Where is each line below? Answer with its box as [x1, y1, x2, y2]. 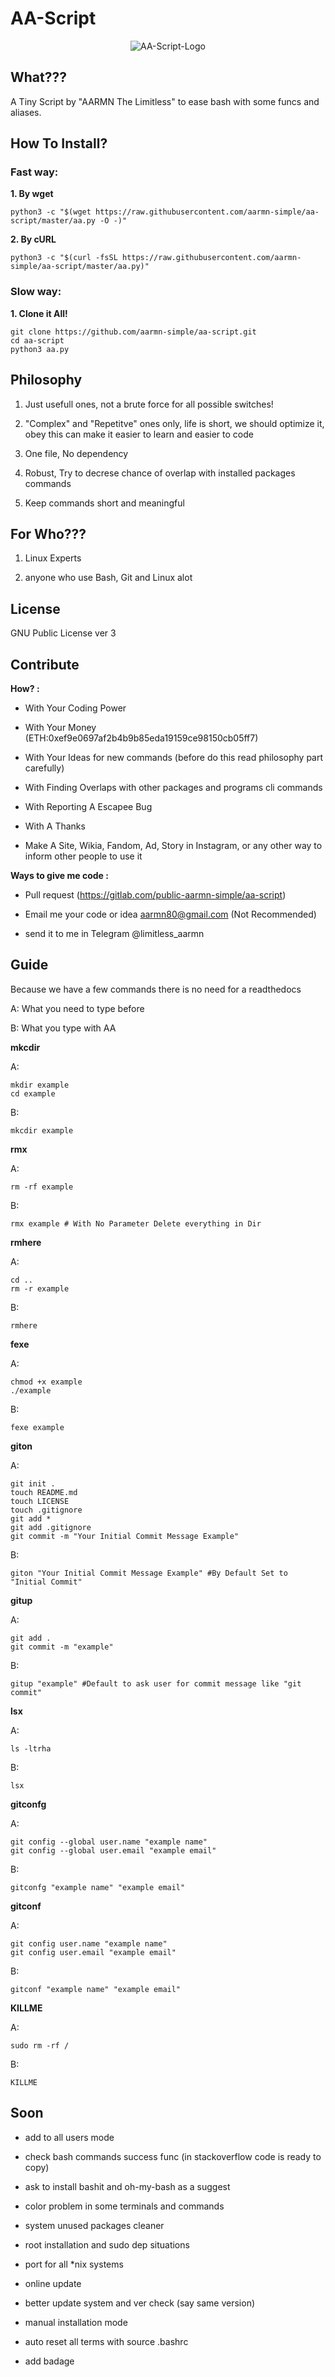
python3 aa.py [10, 344, 70, 354]
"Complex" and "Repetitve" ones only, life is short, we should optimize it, [24, 417, 325, 429]
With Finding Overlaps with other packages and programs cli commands [24, 781, 323, 793]
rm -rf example [10, 1182, 74, 1192]
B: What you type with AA [10, 1022, 117, 1034]
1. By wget [10, 188, 54, 200]
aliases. [10, 106, 42, 118]
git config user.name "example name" [10, 1938, 168, 1949]
